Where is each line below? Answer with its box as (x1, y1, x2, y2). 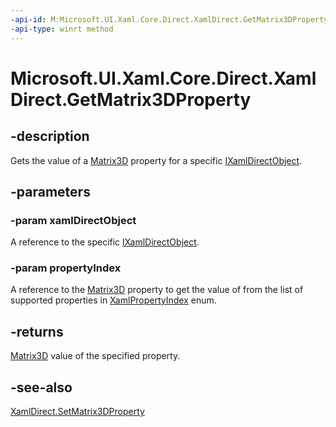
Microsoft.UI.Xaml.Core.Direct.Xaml (10, 67, 317, 90)
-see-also (10, 379, 73, 396)
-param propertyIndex (10, 261, 122, 275)
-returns (10, 323, 64, 340)
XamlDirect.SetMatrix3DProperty (10, 406, 145, 418)
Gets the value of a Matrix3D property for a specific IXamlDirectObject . (10, 154, 303, 166)
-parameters (10, 183, 91, 200)
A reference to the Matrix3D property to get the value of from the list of (10, 284, 304, 296)
